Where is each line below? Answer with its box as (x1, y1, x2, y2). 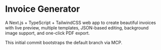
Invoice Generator (5, 3, 80, 15)
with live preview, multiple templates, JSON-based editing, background (5, 25, 149, 30)
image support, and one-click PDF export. (5, 30, 90, 36)
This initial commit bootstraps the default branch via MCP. (5, 39, 123, 45)
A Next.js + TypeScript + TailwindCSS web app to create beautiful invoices (5, 20, 156, 25)
